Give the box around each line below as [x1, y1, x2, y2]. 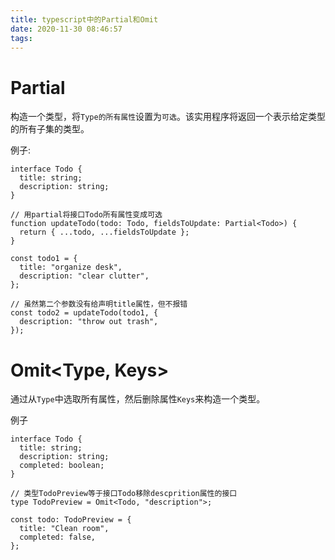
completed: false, [19, 532, 97, 543]
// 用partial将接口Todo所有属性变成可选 [10, 210, 163, 220]
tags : [10, 33, 33, 43]
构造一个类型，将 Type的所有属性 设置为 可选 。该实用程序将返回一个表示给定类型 [10, 111, 326, 123]
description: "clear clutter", [19, 271, 150, 281]
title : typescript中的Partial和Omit [10, 14, 159, 25]
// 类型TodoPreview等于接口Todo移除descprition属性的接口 [10, 489, 238, 499]
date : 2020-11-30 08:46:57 [10, 24, 123, 34]
